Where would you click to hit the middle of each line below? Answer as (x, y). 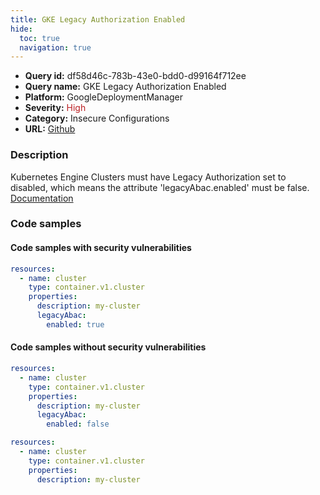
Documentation (42, 198)
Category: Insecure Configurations (97, 118)
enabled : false (78, 424)
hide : (21, 29)
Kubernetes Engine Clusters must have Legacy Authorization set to (148, 177)
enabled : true (75, 324)
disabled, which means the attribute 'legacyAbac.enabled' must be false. (160, 187)
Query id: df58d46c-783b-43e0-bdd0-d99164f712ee (135, 76)
